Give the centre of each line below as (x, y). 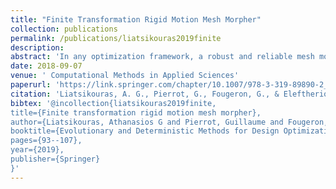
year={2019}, (37, 150)
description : (37, 47)
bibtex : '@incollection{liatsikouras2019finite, (113, 103)
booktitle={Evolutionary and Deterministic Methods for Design (145, 131)
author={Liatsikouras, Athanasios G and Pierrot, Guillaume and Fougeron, (169, 122)
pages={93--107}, (46, 141)
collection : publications (64, 29)
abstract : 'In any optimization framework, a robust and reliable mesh (162, 57)
